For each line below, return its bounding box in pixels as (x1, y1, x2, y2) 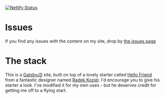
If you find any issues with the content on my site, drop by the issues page (5, 38, 156, 44)
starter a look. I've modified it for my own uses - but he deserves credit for (5, 82, 157, 88)
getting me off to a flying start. (5, 87, 67, 93)
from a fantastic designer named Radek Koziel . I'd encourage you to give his (5, 77, 160, 83)
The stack (5, 56, 47, 66)
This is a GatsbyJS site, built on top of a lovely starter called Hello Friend (5, 71, 152, 77)
